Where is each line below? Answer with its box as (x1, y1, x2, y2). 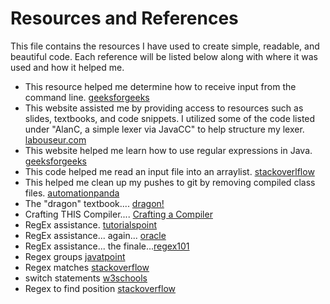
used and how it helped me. (10, 61, 125, 73)
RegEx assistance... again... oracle (24, 229, 167, 241)
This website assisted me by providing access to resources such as (24, 102, 304, 114)
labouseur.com (24, 133, 87, 146)
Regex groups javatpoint (24, 250, 126, 262)
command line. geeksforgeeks (24, 91, 150, 103)
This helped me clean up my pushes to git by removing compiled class (24, 176, 316, 188)
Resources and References (10, 7, 239, 30)
